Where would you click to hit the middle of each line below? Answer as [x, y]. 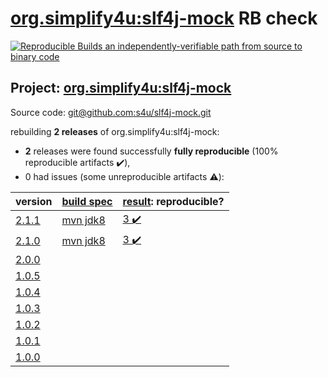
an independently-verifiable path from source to [203, 46]
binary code [35, 56]
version [34, 201]
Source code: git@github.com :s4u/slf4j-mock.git [111, 112]
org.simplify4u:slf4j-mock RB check [164, 18]
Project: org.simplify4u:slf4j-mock [121, 88]
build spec [87, 201]
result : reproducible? [173, 201]
